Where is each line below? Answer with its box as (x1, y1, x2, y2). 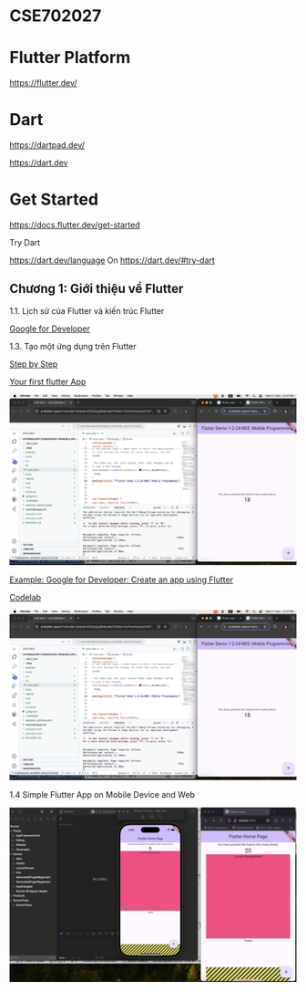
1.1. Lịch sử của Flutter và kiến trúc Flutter (9, 305, 165, 316)
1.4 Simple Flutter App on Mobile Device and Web (9, 789, 196, 800)
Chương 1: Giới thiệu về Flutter (9, 281, 184, 297)
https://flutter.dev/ (9, 78, 77, 89)
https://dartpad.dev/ (9, 140, 85, 151)
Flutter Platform (9, 47, 131, 68)
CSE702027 (9, 5, 102, 26)
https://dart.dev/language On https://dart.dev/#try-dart (9, 255, 216, 266)
